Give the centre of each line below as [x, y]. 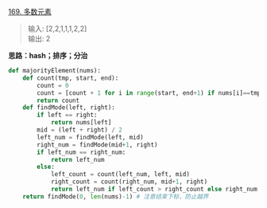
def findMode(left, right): [69, 108]
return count [58, 100]
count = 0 [53, 85]
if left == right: [67, 115]
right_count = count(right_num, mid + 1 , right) [129, 182]
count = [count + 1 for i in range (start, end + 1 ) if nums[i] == [143, 93]
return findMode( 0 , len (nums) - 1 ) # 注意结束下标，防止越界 [116, 196]
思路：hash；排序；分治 [48, 55]
